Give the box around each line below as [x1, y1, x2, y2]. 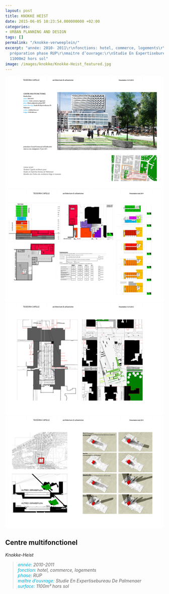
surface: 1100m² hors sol [17, 583, 69, 589]
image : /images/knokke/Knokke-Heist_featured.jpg [5, 61, 112, 67]
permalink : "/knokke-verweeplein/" [5, 40, 80, 45]
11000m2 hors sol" [10, 56, 49, 61]
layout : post [5, 8, 33, 13]
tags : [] [5, 35, 24, 40]
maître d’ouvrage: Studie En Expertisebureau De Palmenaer [17, 577, 142, 583]
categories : [5, 24, 30, 29]
